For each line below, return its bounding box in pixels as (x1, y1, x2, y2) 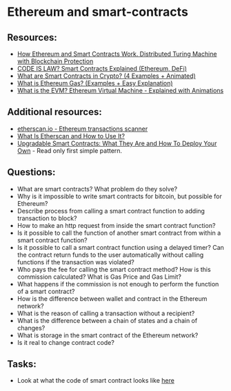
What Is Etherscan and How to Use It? (17, 131, 125, 140)
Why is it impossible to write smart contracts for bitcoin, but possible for (17, 192, 222, 200)
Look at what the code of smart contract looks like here (17, 377, 174, 385)
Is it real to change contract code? (17, 338, 115, 346)
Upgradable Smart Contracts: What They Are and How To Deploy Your (17, 139, 217, 147)
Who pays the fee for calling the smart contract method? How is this (17, 265, 212, 273)
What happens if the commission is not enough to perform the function (17, 279, 219, 288)
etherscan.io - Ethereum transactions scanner (17, 125, 148, 133)
